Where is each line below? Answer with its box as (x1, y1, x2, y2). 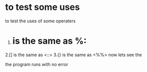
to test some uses (5, 1, 80, 13)
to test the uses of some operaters (5, 18, 76, 24)
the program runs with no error (5, 61, 69, 67)
